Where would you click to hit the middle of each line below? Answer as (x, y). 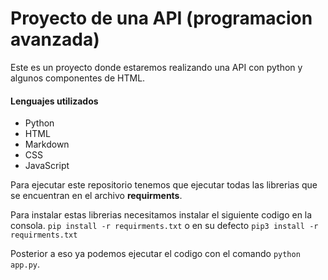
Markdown (47, 144)
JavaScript (47, 166)
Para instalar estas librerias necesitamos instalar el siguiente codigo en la (161, 215)
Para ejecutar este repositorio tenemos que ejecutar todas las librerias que (164, 185)
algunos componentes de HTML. (78, 78)
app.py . (25, 264)
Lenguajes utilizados (54, 101)
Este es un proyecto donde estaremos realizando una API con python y (156, 67)
